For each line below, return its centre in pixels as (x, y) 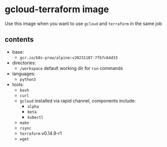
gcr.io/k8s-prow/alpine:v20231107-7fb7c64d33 (69, 58)
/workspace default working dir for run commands (71, 68)
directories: (24, 63)
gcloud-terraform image (57, 9)
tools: (18, 84)
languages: (24, 73)
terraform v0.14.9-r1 (41, 133)
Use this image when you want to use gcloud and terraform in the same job (83, 23)
